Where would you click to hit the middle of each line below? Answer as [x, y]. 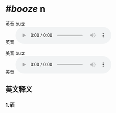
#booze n [26, 9]
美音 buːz [15, 53]
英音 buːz [15, 24]
